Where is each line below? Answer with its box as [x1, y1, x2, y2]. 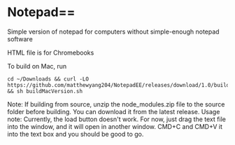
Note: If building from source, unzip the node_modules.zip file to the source [7, 99, 225, 109]
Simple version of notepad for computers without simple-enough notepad [7, 27, 220, 36]
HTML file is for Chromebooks [7, 48, 94, 57]
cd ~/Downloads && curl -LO [7, 75, 90, 83]
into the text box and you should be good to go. [7, 130, 144, 138]
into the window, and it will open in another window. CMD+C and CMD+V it [7, 122, 222, 130]
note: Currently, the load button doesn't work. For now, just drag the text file [7, 115, 226, 123]
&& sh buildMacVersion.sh [7, 88, 83, 95]
